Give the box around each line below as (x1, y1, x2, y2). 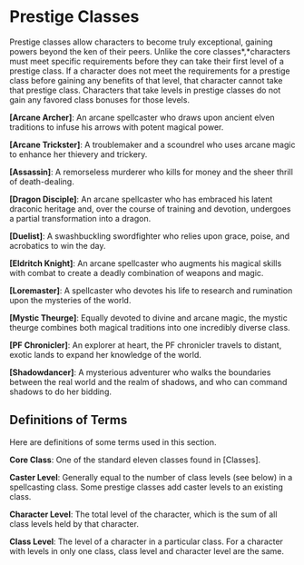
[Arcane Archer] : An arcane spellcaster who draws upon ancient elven (9, 112, 275, 123)
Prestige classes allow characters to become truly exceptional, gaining (9, 36, 274, 47)
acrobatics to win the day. (9, 240, 106, 251)
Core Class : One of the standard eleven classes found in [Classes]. (9, 454, 261, 465)
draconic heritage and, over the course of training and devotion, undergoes (9, 203, 291, 214)
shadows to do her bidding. (9, 386, 112, 397)
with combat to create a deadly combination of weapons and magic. (9, 267, 264, 278)
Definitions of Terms (9, 412, 128, 428)
